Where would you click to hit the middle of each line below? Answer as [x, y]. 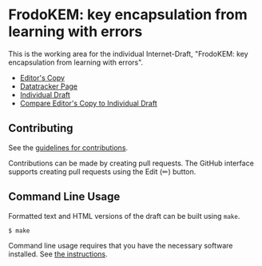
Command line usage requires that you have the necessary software [121, 246]
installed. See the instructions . [58, 254]
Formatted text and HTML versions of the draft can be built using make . [124, 216]
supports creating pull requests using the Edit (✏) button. [102, 171]
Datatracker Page [49, 86]
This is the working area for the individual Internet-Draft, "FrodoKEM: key [129, 54]
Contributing [41, 128]
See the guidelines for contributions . [68, 147]
